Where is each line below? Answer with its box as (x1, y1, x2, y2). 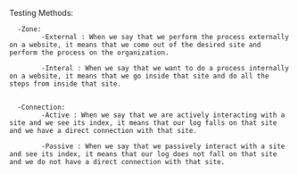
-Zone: (17, 25, 42, 34)
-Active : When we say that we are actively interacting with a (41, 111, 286, 120)
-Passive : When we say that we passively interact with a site (41, 142, 286, 151)
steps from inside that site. (9, 79, 122, 88)
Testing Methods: (9, 8, 74, 18)
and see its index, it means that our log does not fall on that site (9, 150, 277, 159)
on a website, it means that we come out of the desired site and (9, 40, 261, 49)
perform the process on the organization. (9, 48, 170, 57)
